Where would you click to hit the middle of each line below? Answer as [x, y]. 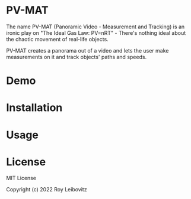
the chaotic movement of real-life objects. [57, 39]
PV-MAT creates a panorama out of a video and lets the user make [87, 50]
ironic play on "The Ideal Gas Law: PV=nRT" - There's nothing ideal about [96, 32]
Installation [34, 108]
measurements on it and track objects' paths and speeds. [77, 57]
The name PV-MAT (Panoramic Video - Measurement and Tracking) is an [95, 27]
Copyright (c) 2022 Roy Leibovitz [47, 190]
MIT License [21, 178]
